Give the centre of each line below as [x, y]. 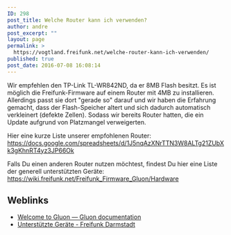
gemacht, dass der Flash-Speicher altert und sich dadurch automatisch [109, 107]
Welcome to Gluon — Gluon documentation [79, 217]
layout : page [26, 40]
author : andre [28, 26]
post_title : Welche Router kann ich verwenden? [77, 20]
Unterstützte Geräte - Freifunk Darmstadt [76, 225]
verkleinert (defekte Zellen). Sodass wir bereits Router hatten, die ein [105, 115]
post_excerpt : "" [32, 33]
